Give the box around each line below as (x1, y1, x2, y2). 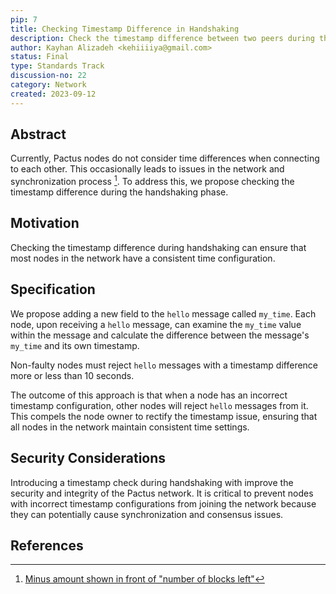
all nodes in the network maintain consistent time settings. (10, 421, 250, 433)
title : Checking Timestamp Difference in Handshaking (10, 24, 240, 34)
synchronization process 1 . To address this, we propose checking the (10, 174, 295, 188)
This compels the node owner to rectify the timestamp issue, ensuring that (10, 410, 318, 422)
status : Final (10, 52, 70, 62)
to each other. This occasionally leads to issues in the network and (10, 163, 285, 175)
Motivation (10, 215, 80, 232)
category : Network (10, 80, 87, 90)
